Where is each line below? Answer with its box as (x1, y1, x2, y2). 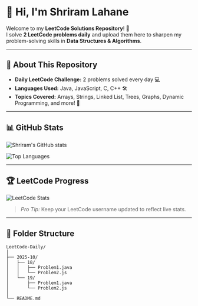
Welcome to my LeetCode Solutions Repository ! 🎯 (6, 25, 130, 32)
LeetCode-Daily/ (6, 244, 46, 250)
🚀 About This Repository (6, 60, 98, 70)
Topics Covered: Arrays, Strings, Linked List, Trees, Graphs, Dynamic (14, 93, 184, 100)
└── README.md (6, 295, 41, 302)
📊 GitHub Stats (6, 123, 64, 133)
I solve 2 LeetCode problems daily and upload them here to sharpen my (6, 31, 181, 38)
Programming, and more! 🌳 (14, 99, 81, 107)
